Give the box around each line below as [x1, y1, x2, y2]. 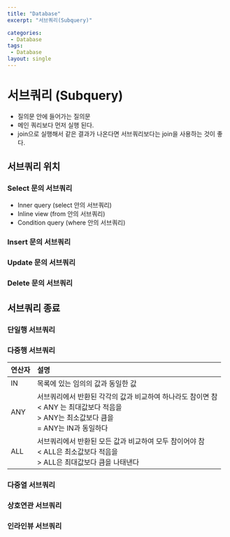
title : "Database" [7, 10, 61, 17]
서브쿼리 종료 [7, 302, 61, 314]
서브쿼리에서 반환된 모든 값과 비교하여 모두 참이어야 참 [37, 436, 205, 446]
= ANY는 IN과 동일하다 [37, 423, 108, 433]
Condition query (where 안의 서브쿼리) [17, 218, 126, 227]
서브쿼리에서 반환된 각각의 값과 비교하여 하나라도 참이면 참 [37, 392, 218, 401]
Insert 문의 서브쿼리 [7, 237, 71, 247]
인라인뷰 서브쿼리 [7, 521, 62, 531]
